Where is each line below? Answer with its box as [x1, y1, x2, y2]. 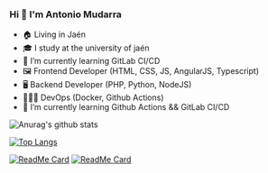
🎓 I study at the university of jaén [22, 42, 150, 53]
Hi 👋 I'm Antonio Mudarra [9, 8, 122, 21]
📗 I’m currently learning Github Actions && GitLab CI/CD [22, 102, 230, 113]
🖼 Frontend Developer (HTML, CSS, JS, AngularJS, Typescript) [22, 66, 260, 77]
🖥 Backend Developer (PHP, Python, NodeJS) [22, 79, 192, 90]
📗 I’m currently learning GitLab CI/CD [22, 56, 161, 67]
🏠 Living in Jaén [22, 29, 86, 40]
